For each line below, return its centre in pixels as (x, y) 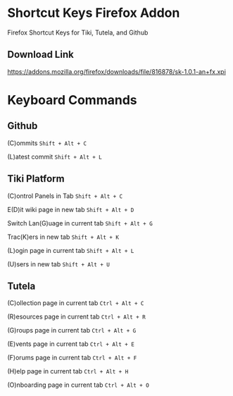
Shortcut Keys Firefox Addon (94, 13)
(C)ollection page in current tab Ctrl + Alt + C (76, 303)
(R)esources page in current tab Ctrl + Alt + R (76, 317)
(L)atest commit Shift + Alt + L (55, 156)
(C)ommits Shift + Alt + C (47, 143)
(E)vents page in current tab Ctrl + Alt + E (71, 344)
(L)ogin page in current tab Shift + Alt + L (71, 250)
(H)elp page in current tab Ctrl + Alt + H (68, 371)
